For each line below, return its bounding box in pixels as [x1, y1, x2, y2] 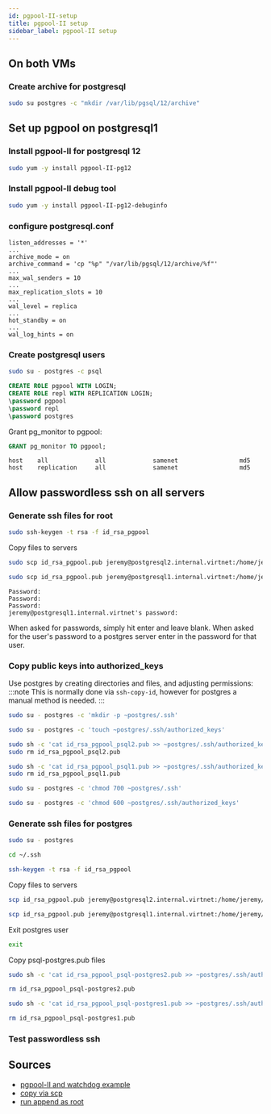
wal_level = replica [8, 302, 78, 311]
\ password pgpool [8, 397, 67, 405]
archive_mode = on [8, 252, 70, 261]
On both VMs [8, 56, 77, 70]
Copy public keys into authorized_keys [8, 660, 164, 671]
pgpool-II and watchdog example [19, 1079, 131, 1089]
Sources [8, 1058, 52, 1072]
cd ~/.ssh [8, 851, 42, 859]
